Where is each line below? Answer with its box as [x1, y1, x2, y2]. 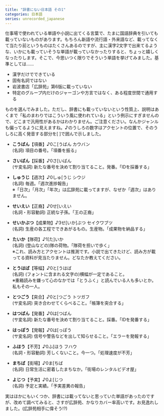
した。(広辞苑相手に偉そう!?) [9, 406, 68, 412]
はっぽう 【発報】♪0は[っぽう [12, 327, 72, 333]
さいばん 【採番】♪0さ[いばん [12, 158, 72, 164]
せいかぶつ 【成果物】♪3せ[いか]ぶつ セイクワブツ [12, 220, 113, 226]
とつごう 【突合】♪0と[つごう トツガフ [12, 294, 90, 300]
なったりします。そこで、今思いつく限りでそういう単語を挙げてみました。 [5, 55, 155, 61]
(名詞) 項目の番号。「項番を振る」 [12, 148, 79, 154]
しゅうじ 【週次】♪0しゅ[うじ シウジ [12, 175, 86, 181]
